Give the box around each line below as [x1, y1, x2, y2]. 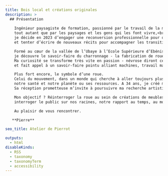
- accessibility [9, 163, 43, 168]
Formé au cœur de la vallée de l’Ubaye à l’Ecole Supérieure [14, 48, 144, 54]
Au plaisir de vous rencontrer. [14, 108, 81, 113]
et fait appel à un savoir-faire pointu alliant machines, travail [14, 63, 157, 68]
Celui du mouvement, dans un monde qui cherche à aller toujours [14, 76, 153, 81]
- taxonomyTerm [9, 158, 41, 164]
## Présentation [9, 16, 43, 21]
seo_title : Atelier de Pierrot [5, 126, 70, 131]
